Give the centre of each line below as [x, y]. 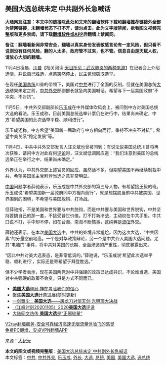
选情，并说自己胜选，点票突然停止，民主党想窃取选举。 [61, 74]
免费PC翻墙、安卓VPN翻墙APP [36, 330]
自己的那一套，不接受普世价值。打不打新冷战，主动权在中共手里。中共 [89, 215]
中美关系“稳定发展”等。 [33, 136]
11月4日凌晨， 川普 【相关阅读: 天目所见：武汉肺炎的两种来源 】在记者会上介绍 [83, 67]
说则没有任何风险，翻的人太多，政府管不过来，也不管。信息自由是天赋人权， [83, 51]
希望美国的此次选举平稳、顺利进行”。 [49, 119]
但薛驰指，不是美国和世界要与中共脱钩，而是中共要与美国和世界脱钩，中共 [81, 209]
